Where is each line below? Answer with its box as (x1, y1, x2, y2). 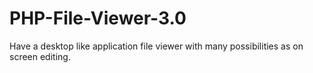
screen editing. (9, 50, 71, 62)
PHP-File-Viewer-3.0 (9, 7, 187, 30)
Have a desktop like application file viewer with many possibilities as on (9, 40, 304, 52)
